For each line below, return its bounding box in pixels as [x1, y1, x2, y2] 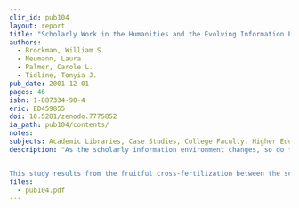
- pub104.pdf [17, 186, 66, 195]
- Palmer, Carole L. [17, 63, 93, 72]
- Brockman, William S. [17, 46, 105, 55]
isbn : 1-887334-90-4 [9, 95, 86, 105]
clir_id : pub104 [9, 12, 69, 22]
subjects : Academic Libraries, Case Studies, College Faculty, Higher [9, 137, 277, 146]
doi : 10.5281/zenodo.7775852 [9, 112, 117, 121]
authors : [9, 37, 42, 47]
